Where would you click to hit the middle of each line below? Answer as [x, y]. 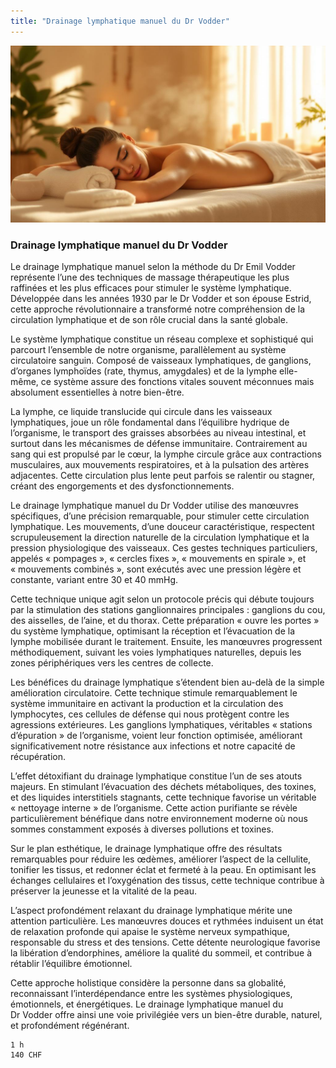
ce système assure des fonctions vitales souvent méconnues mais [177, 382]
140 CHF [26, 1055]
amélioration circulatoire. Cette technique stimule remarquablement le [154, 693]
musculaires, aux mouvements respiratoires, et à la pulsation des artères [160, 465]
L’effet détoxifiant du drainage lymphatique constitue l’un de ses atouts [156, 776]
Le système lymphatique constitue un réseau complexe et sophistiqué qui [162, 339]
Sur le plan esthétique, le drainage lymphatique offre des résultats [146, 849]
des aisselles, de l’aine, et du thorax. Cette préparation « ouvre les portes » [165, 621]
